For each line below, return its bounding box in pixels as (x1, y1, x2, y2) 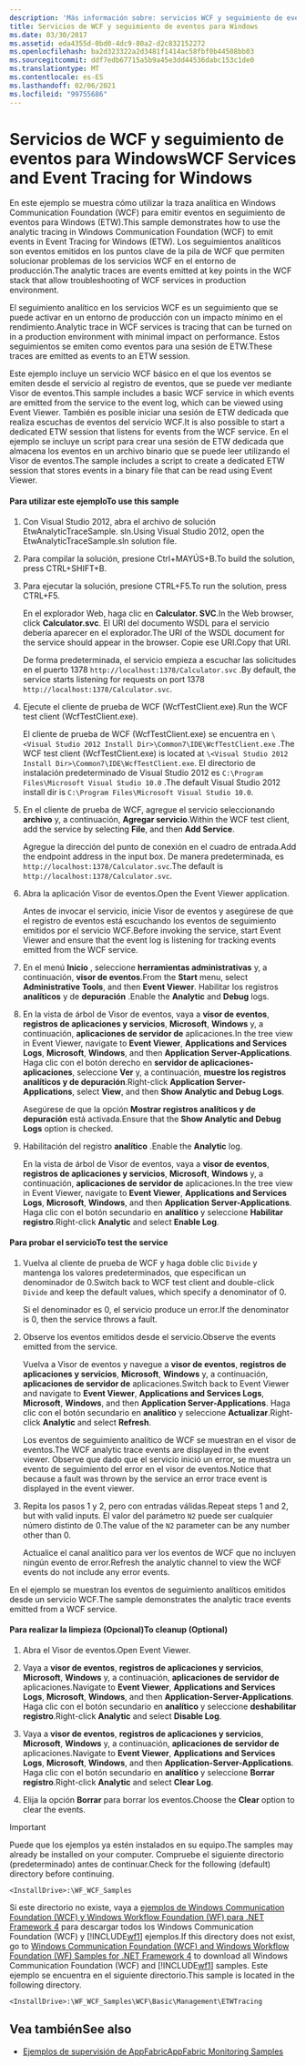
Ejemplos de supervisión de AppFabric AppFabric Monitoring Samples (22, 2046, 284, 2057)
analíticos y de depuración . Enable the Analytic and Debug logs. (22, 990, 270, 1002)
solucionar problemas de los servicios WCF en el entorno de (9, 256, 237, 267)
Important (9, 1822, 46, 1833)
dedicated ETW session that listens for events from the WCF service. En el (9, 426, 289, 437)
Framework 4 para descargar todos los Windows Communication (9, 1921, 254, 1932)
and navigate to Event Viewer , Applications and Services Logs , (22, 1387, 264, 1398)
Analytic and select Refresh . (42, 1417, 152, 1427)
